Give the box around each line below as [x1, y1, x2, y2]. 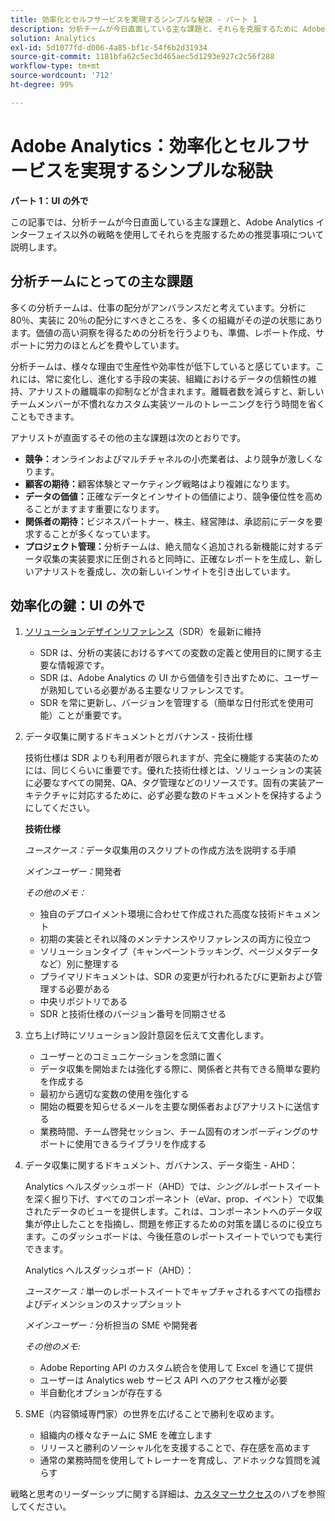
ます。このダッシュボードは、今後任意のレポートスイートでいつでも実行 [24, 1231, 323, 1243]
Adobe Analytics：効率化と [10, 134, 240, 157]
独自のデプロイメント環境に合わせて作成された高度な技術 [39, 908, 277, 920]
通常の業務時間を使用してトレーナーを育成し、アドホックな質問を [39, 1454, 312, 1466]
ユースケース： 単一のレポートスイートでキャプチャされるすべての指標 [24, 1286, 313, 1298]
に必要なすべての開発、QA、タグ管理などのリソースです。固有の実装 [24, 777, 308, 789]
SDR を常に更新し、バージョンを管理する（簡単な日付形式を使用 [39, 697, 306, 709]
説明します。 [10, 241, 63, 253]
